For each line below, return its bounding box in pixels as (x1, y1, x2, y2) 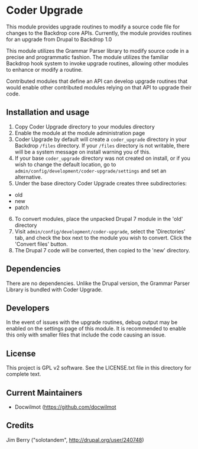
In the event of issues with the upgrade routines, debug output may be (6, 319, 178, 326)
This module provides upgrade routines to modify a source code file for (6, 23, 180, 30)
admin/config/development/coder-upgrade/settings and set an (14, 167, 167, 174)
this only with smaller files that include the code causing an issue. (6, 331, 167, 338)
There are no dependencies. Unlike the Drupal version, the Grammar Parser (6, 280, 190, 287)
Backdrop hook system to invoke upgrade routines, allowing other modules (6, 60, 189, 67)
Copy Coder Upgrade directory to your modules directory (14, 123, 155, 130)
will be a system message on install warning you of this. (14, 148, 151, 155)
